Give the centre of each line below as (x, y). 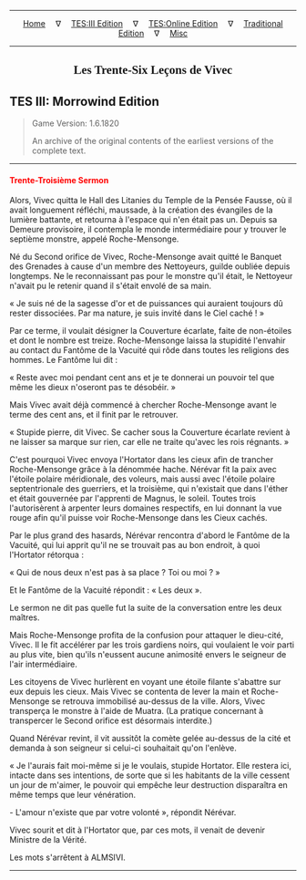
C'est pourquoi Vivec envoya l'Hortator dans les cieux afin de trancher (142, 460)
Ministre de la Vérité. (48, 840)
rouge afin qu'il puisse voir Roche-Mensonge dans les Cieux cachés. (138, 518)
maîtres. (25, 617)
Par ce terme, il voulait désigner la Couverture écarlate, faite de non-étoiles (151, 331)
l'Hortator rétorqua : (47, 555)
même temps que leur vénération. (73, 795)
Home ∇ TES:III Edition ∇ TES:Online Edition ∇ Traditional (153, 23)
